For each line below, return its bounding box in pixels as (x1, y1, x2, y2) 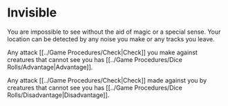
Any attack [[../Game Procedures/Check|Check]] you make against (7, 48, 198, 56)
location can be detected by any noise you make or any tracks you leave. (7, 34, 216, 43)
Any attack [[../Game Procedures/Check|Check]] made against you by (7, 76, 207, 84)
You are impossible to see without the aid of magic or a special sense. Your (7, 28, 221, 36)
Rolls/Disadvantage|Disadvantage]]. (7, 91, 110, 99)
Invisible (7, 5, 57, 21)
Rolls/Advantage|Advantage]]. (7, 63, 93, 71)
